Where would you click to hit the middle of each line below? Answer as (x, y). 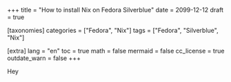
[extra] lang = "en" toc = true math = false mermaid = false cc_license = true (116, 51)
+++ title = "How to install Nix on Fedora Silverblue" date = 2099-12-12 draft (115, 10)
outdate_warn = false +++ (44, 58)
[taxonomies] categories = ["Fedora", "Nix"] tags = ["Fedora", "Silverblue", (113, 30)
